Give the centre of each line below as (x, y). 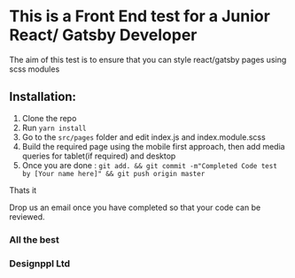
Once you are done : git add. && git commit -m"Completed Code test (149, 165)
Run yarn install (54, 127)
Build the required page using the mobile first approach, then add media (153, 146)
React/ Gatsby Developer (103, 35)
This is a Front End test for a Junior (140, 16)
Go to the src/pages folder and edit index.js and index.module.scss (144, 137)
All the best (35, 239)
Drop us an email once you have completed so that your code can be (135, 207)
